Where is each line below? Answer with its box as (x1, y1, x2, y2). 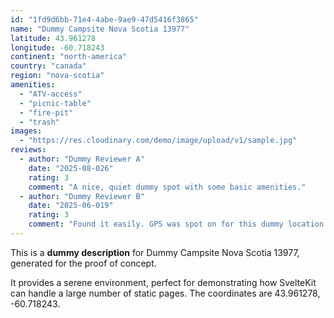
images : (10, 126, 43, 136)
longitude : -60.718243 (10, 42, 105, 53)
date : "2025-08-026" (28, 163, 114, 173)
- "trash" (19, 117, 60, 127)
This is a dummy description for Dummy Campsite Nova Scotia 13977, (10, 246, 300, 258)
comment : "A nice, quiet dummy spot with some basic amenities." (28, 182, 307, 192)
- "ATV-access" (19, 89, 83, 99)
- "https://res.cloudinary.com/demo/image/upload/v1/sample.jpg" (19, 136, 298, 146)
